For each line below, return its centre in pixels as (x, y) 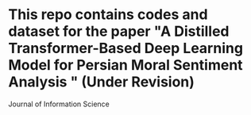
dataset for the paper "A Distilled (119, 31)
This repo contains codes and (108, 15)
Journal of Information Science (59, 104)
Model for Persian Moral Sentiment (126, 65)
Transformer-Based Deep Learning (126, 48)
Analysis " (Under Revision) (101, 82)
